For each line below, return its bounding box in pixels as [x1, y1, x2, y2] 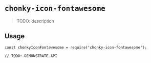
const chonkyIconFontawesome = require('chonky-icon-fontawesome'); [4, 45, 147, 50]
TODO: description [16, 18, 55, 24]
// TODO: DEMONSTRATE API [4, 53, 57, 58]
